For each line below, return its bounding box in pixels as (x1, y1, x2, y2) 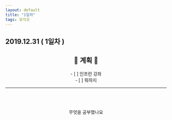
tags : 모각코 (5, 17, 30, 22)
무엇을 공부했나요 (69, 109, 103, 115)
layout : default (5, 7, 40, 13)
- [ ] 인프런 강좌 (70, 70, 102, 77)
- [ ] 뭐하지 (75, 77, 97, 83)
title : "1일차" (5, 12, 36, 17)
